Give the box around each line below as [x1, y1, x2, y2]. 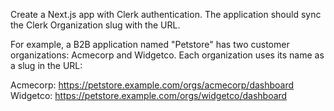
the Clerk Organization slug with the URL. [10, 19, 181, 31]
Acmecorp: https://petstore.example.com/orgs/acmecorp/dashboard [10, 79, 295, 91]
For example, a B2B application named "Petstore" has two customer [10, 39, 290, 50]
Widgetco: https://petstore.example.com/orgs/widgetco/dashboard [10, 90, 288, 101]
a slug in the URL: [10, 60, 83, 71]
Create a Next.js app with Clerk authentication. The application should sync [10, 9, 322, 20]
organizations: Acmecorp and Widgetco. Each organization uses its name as [10, 49, 325, 61]
